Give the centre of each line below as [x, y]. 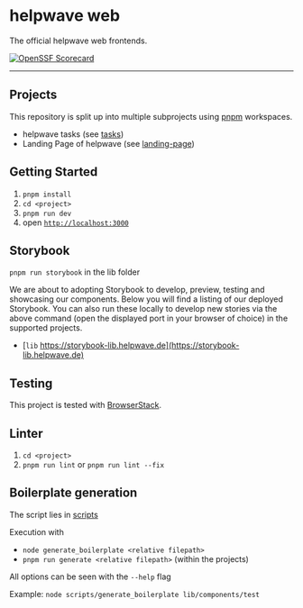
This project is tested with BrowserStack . [86, 405]
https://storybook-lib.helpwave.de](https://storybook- [140, 345]
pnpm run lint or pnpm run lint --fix [93, 464]
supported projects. [46, 328]
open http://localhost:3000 [75, 222]
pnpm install [47, 195]
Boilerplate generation [73, 493]
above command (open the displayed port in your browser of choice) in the [149, 318]
